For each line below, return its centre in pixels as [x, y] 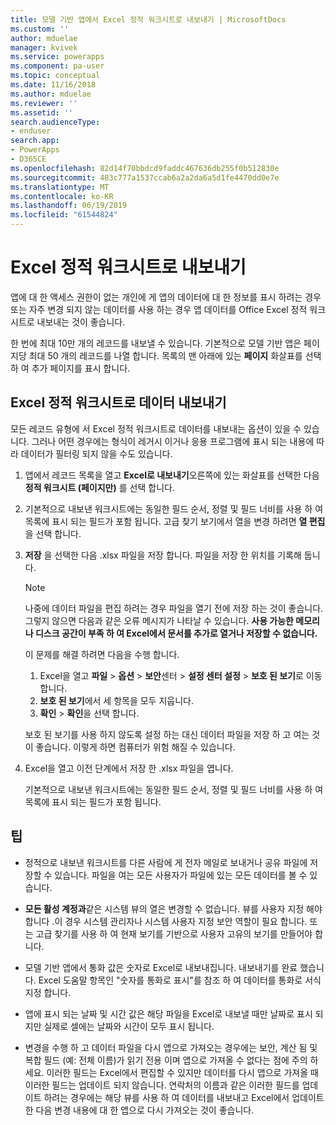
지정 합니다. [48, 992]
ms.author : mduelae [51, 94]
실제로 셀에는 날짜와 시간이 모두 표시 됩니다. [129, 1026]
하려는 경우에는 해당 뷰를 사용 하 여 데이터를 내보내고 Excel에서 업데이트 [184, 1097]
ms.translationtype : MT [60, 187]
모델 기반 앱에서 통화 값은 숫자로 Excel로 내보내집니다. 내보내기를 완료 [161, 967]
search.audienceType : [55, 122]
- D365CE [28, 159]
